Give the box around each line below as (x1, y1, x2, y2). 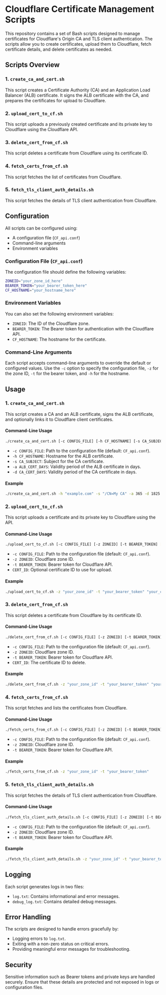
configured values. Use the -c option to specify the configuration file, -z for (5, 365, 159, 371)
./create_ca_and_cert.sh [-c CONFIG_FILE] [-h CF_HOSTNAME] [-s (5, 439, 140, 444)
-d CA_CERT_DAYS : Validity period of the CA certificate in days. (12, 468, 137, 475)
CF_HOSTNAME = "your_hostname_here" (5, 288, 77, 293)
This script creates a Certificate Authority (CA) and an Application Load (5, 87, 151, 93)
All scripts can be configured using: (5, 225, 78, 231)
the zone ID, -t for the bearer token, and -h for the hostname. (5, 371, 130, 377)
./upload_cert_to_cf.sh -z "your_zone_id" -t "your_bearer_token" (5, 589, 145, 594)
